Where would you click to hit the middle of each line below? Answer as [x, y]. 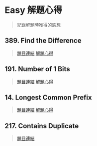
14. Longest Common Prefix [48, 97]
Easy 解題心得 [34, 10]
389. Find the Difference [43, 41]
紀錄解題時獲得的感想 [39, 25]
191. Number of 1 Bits [37, 69]
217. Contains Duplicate [42, 126]
